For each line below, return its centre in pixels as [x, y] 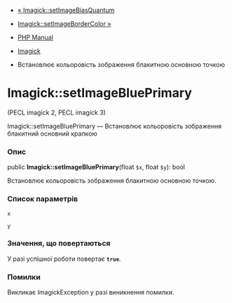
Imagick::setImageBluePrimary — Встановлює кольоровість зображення [115, 126]
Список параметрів [43, 199]
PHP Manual [35, 37]
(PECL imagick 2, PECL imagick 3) [57, 112]
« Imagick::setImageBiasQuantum [66, 10]
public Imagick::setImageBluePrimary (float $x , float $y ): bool [96, 167]
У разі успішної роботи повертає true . [64, 259]
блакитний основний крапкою [53, 134]
